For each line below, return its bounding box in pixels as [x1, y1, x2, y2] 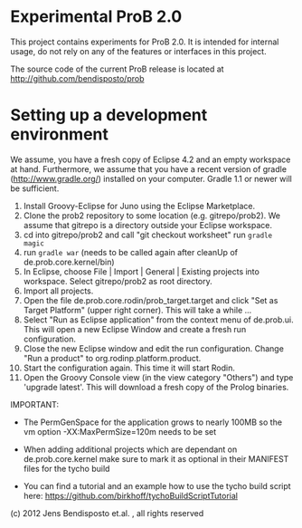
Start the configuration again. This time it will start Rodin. [23, 362, 236, 373]
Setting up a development [10, 105, 208, 126]
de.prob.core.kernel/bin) [23, 256, 116, 267]
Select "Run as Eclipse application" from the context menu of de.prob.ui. [23, 314, 295, 325]
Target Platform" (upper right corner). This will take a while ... [23, 304, 252, 315]
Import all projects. [23, 285, 94, 296]
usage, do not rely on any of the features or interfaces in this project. [10, 45, 267, 56]
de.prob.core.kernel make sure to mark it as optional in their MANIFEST [23, 453, 289, 464]
